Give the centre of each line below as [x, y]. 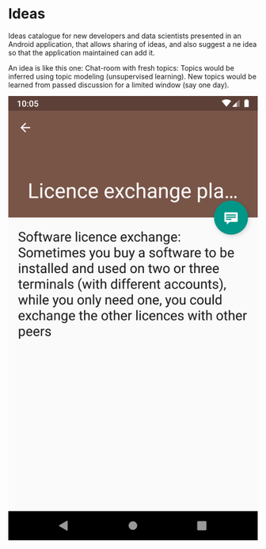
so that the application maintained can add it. [82, 52]
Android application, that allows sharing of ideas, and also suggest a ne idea [133, 44]
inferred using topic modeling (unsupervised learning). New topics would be [133, 76]
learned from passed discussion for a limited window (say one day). [119, 85]
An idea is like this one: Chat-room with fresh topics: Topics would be [122, 67]
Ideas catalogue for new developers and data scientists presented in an [125, 36]
